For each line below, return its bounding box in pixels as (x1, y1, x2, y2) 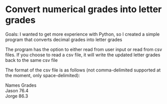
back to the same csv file (5, 57, 58, 63)
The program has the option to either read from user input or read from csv (5, 46, 162, 52)
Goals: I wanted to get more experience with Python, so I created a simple (5, 31, 160, 37)
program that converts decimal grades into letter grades (5, 37, 123, 43)
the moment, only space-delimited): (5, 72, 80, 78)
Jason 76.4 (5, 87, 29, 93)
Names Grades (5, 82, 37, 88)
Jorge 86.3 (5, 93, 28, 99)
